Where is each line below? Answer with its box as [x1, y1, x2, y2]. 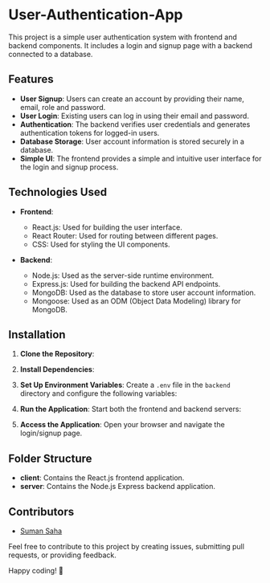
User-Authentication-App [8, 6, 183, 24]
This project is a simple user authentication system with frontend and [8, 32, 237, 42]
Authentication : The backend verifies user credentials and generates [19, 119, 251, 129]
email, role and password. [19, 102, 106, 112]
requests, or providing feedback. [8, 550, 117, 560]
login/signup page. [19, 428, 83, 438]
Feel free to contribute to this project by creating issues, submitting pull [8, 542, 245, 551]
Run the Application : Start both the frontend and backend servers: [19, 404, 242, 414]
